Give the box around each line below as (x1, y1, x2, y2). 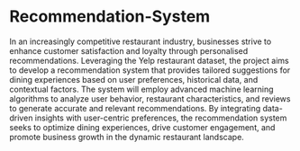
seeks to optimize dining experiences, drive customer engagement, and (9, 121, 276, 132)
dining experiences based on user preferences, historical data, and (9, 74, 259, 84)
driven (9, 112, 33, 123)
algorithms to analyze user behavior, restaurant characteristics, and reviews (9, 93, 291, 104)
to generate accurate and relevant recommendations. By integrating (9, 102, 261, 113)
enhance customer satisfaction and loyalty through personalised (9, 45, 249, 56)
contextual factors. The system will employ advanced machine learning (9, 84, 274, 94)
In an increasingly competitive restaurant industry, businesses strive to (9, 36, 272, 47)
